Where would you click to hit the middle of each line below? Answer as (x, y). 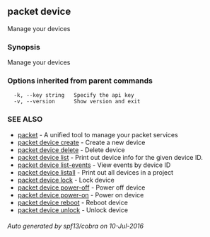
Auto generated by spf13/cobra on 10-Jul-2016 (75, 226)
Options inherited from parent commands (80, 81)
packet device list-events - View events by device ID (94, 165)
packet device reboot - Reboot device (73, 202)
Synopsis (24, 47)
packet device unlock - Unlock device (73, 210)
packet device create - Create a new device (81, 142)
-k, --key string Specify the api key (74, 96)
